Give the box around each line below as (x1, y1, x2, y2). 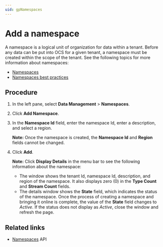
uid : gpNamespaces (5, 7, 42, 12)
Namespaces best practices (12, 74, 69, 80)
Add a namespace (5, 28, 80, 39)
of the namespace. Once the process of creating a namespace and (19, 194, 154, 200)
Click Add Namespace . (12, 110, 59, 117)
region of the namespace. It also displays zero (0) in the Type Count (19, 178, 157, 184)
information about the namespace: (12, 164, 82, 170)
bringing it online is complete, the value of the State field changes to (19, 199, 157, 205)
